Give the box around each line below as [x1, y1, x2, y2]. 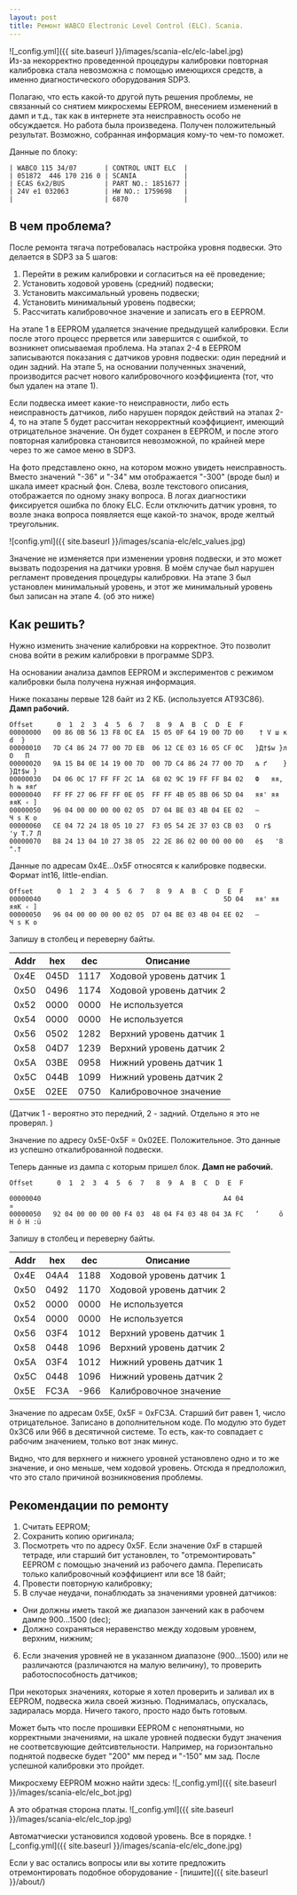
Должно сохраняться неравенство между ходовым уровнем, [21, 1623, 257, 1634]
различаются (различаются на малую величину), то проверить [21, 1659, 262, 1670]
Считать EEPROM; [21, 1521, 90, 1531]
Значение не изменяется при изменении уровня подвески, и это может [9, 553, 282, 564]
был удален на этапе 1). [9, 380, 99, 391]
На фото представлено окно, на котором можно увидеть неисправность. [9, 462, 287, 473]
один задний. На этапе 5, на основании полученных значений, [9, 362, 246, 372]
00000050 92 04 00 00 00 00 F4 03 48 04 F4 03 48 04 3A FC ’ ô [9, 1210, 284, 1219]
